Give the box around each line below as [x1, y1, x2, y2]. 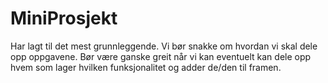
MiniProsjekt [10, 7, 118, 30]
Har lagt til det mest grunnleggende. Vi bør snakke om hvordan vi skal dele [10, 40, 318, 52]
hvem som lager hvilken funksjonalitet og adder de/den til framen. [10, 61, 282, 73]
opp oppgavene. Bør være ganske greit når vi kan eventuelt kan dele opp [10, 50, 312, 62]
